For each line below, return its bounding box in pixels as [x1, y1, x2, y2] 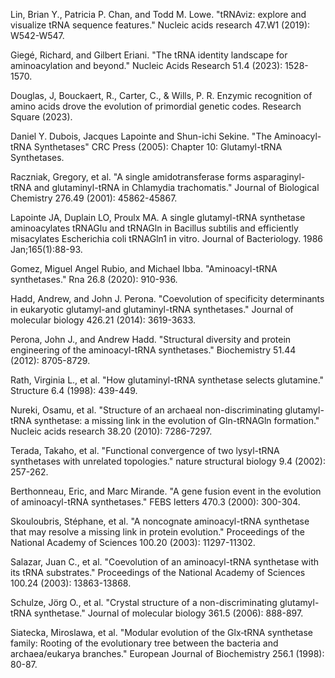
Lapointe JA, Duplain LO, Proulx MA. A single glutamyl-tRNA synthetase [10, 212, 306, 223]
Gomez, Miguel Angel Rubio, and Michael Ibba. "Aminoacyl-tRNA [10, 263, 278, 274]
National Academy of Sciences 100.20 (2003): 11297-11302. [10, 537, 256, 548]
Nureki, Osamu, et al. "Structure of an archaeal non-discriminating [10, 404, 283, 416]
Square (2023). [10, 111, 73, 123]
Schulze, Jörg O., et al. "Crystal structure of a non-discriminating [10, 597, 278, 608]
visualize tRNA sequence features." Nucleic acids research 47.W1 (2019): [10, 19, 311, 31]
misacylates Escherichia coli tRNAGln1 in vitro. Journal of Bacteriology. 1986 [10, 233, 323, 244]
